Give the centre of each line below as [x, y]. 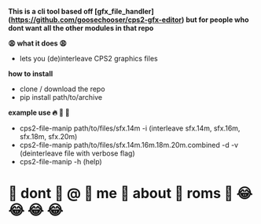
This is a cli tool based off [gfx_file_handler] [81, 11]
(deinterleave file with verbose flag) [77, 153]
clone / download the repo [62, 89]
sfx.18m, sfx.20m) [48, 136]
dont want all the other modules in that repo [81, 28]
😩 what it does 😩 [37, 43]
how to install [31, 73]
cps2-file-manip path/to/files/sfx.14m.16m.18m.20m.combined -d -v [129, 145]
